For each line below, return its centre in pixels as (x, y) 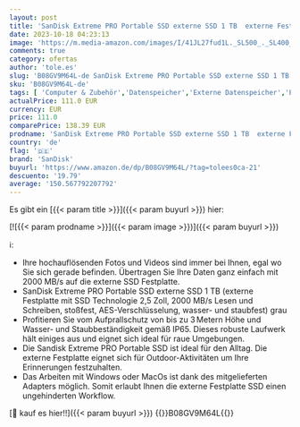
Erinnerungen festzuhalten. (72, 367)
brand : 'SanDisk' (42, 159)
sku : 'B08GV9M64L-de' (50, 84)
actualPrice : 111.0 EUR (54, 101)
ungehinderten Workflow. (69, 396)
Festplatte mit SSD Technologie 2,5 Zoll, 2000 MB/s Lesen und (137, 301)
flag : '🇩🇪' (31, 150)
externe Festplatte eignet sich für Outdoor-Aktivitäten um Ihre (135, 358)
